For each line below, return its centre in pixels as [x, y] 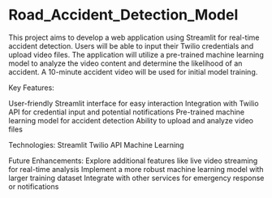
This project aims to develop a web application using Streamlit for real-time [134, 37]
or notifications [34, 186]
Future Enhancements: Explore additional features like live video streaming [133, 161]
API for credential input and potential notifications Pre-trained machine [127, 112]
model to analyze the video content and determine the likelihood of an [125, 63]
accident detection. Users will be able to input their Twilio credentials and [131, 45]
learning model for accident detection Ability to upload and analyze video [131, 120]
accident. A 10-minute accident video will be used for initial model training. [133, 71]
